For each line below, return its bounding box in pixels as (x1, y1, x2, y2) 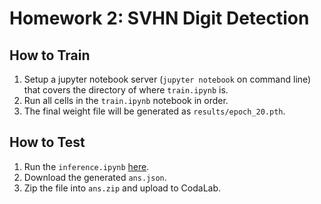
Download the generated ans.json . (23, 171, 167, 183)
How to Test (9, 134, 86, 151)
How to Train (9, 47, 91, 64)
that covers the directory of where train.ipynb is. (23, 84, 229, 96)
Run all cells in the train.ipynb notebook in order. (23, 95, 229, 106)
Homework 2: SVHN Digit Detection (9, 7, 310, 30)
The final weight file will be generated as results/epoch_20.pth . (23, 105, 286, 117)
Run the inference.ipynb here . (23, 160, 150, 172)
